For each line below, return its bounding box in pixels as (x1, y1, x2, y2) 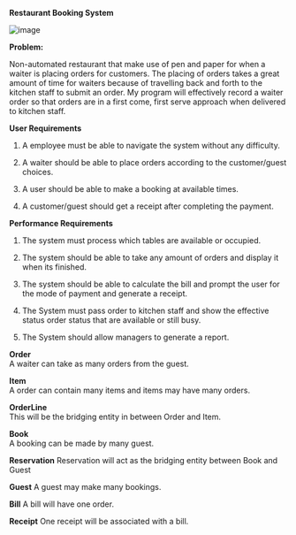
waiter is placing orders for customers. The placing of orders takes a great (9, 68, 280, 79)
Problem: (9, 42, 44, 52)
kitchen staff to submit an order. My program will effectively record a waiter (9, 88, 284, 97)
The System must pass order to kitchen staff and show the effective (21, 305, 269, 316)
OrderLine (9, 402, 47, 412)
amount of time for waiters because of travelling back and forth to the (9, 78, 263, 88)
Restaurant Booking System (9, 8, 114, 18)
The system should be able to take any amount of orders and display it (21, 252, 279, 263)
